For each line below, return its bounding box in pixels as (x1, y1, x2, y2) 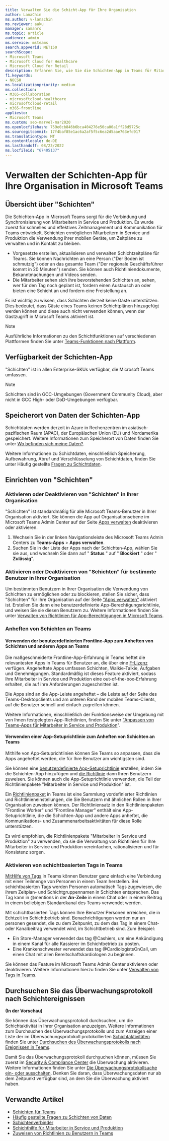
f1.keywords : (5, 73, 33, 78)
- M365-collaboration (5, 92, 51, 97)
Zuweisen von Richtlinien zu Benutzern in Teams (12, 1130, 113, 1136)
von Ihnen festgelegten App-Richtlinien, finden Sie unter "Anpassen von (5, 716, 154, 723)
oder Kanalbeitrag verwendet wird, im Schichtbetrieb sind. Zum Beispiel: (5, 925, 155, 932)
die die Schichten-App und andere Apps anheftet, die (37, 812, 148, 819)
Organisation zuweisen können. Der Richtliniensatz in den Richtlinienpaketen (5, 801, 164, 808)
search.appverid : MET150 (5, 45, 57, 50)
